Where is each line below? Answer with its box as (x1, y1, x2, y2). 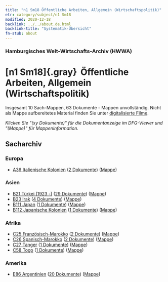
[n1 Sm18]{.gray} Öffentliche (5, 66, 129, 78)
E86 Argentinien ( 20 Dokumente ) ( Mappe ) (12, 271, 101, 277)
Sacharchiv (5, 140, 42, 148)
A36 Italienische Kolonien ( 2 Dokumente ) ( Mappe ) (12, 167, 117, 173)
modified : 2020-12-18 (5, 17, 51, 22)
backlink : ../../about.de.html (5, 21, 71, 27)
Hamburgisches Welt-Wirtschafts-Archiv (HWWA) (5, 48, 133, 55)
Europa (5, 155, 24, 162)
